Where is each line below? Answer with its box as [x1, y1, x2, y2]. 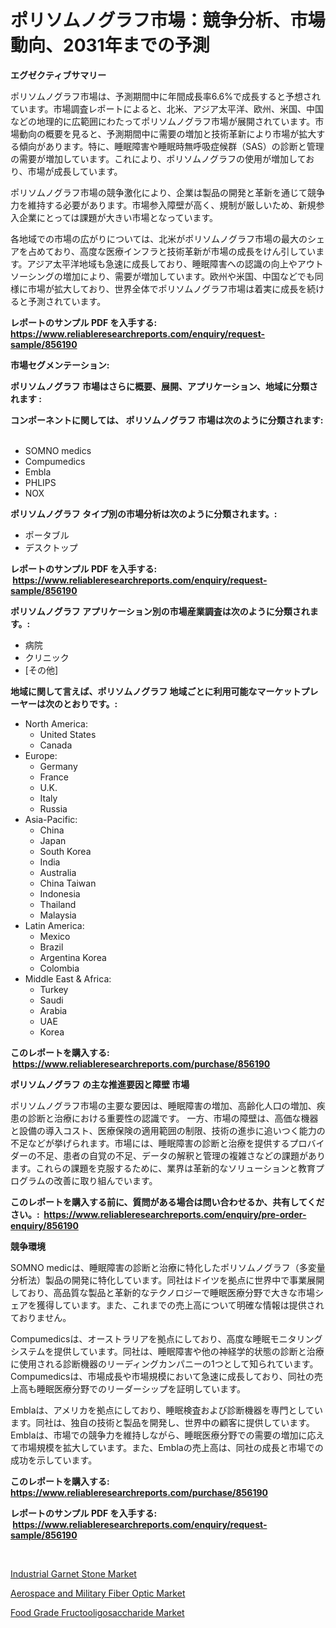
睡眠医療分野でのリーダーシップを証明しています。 [36, 1382, 246, 1395]
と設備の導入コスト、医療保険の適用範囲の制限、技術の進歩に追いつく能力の [10, 1124, 326, 1136]
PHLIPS [24, 476, 57, 488]
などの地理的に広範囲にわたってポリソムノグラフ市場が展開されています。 [10, 115, 316, 127]
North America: [24, 717, 88, 730]
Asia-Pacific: [24, 813, 78, 825]
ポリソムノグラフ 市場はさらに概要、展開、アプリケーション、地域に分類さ [10, 380, 318, 392]
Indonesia [39, 887, 81, 900]
